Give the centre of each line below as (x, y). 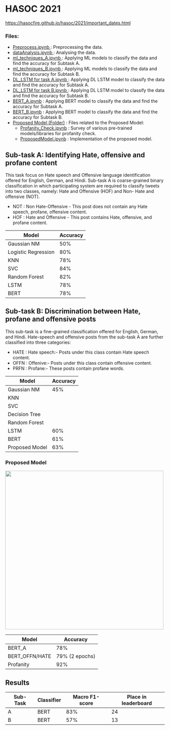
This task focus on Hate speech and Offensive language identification (78, 175)
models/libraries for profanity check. (58, 134)
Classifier (49, 700)
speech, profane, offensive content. (50, 212)
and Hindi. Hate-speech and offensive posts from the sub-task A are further (84, 337)
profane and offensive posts (51, 319)
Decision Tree (24, 414)
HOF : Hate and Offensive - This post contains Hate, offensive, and (82, 217)
